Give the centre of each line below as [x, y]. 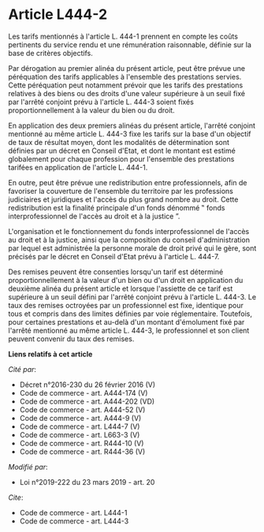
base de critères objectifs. [50, 53]
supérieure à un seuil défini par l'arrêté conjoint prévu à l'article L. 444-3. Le [132, 296]
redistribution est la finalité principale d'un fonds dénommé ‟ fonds [117, 207]
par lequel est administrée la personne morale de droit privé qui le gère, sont [132, 248]
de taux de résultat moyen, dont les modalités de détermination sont [119, 142]
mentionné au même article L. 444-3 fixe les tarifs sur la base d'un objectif [130, 134]
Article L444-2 [58, 15]
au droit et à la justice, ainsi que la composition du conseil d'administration [129, 240]
